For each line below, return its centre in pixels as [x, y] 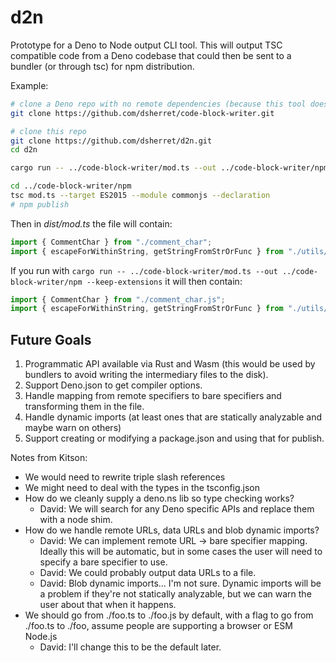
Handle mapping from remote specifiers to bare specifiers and [153, 396]
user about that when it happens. [108, 605]
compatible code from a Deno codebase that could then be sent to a [151, 55]
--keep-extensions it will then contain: [164, 281]
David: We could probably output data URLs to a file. [148, 573]
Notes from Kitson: [49, 458]
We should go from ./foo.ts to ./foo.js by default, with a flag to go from [169, 615]
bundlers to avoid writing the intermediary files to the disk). [146, 375]
